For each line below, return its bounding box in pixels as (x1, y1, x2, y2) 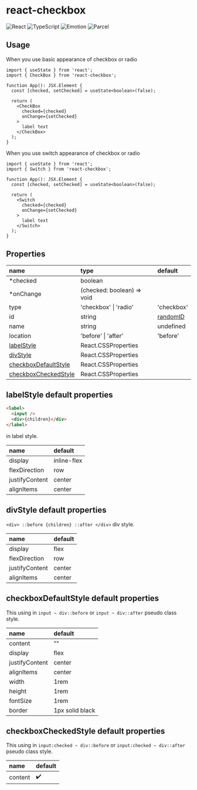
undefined (157, 322, 186, 330)
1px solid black (53, 706, 96, 714)
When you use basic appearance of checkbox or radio (6, 55, 138, 62)
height (9, 687, 27, 695)
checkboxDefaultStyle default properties (6, 593, 159, 603)
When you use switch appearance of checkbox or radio (6, 150, 140, 157)
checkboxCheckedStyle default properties (6, 726, 165, 736)
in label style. (6, 432, 38, 439)
